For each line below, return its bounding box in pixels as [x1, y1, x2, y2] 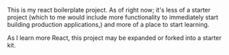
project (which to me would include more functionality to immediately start [7, 13, 219, 21]
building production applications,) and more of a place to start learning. [7, 21, 210, 28]
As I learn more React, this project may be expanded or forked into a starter [7, 34, 222, 42]
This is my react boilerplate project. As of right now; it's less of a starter [7, 6, 211, 14]
